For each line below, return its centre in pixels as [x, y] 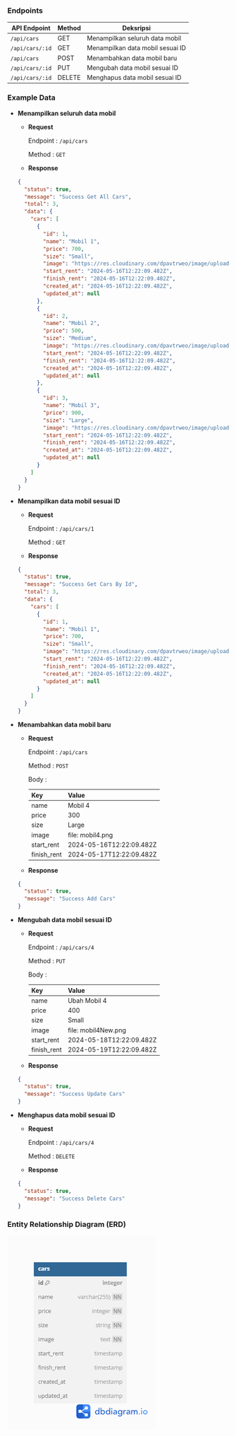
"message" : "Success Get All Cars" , [78, 196]
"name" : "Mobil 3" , [72, 406]
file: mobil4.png [91, 835]
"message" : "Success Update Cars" [75, 1094]
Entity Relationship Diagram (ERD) [67, 1224]
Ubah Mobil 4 [87, 1000]
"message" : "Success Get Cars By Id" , [81, 584]
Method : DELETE [51, 1156]
